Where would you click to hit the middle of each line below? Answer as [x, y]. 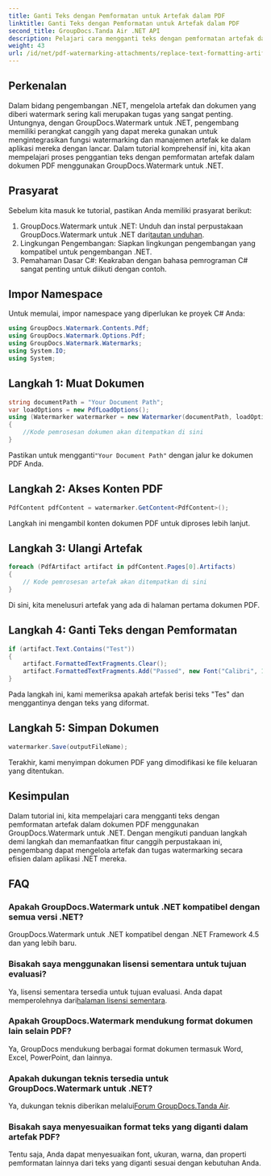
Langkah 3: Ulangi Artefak [75, 548]
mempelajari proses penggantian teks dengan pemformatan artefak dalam [132, 157]
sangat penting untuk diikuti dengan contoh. [93, 269]
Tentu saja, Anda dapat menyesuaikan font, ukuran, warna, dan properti [127, 1154]
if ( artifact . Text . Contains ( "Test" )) [72, 649]
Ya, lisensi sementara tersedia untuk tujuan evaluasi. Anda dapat [116, 992]
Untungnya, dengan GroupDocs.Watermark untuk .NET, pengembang [124, 123]
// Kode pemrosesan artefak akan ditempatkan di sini [115, 582]
